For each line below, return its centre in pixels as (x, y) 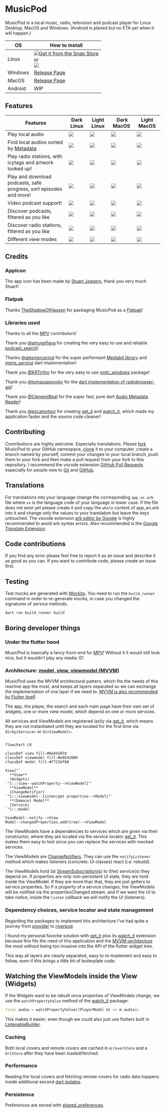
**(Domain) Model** (29, 801)
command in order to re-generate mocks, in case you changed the (72, 599)
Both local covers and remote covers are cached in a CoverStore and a (76, 1048)
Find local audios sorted (35, 142)
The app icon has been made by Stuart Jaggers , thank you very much (76, 281)
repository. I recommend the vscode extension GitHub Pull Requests (74, 465)
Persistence (20, 1094)
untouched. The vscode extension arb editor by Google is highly (70, 518)
